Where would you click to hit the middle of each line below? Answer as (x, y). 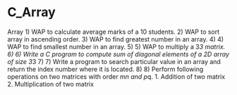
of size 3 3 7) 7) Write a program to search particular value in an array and (114, 61)
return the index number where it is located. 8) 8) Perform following (105, 69)
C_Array (32, 12)
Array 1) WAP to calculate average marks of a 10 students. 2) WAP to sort (114, 32)
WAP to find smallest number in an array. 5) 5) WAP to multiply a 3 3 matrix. (116, 46)
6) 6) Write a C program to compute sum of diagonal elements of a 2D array (119, 54)
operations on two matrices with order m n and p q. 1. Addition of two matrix (116, 76)
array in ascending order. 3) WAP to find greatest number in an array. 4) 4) (116, 39)
